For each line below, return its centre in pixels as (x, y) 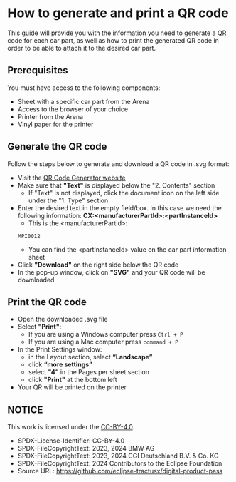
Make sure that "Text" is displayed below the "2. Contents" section (116, 185)
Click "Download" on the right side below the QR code (98, 265)
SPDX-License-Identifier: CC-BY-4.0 (71, 441)
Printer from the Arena (50, 116)
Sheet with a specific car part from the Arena (84, 101)
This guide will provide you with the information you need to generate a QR (117, 33)
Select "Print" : (39, 327)
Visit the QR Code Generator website (71, 178)
